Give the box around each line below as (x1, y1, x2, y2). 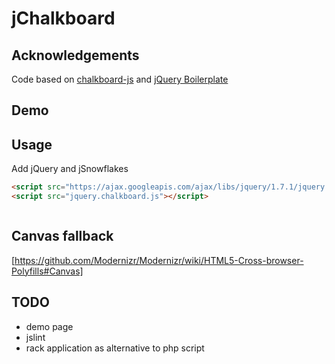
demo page (25, 320, 74, 332)
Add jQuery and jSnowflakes (11, 163, 129, 175)
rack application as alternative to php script (25, 342, 205, 354)
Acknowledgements (11, 47, 140, 64)
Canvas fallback (11, 228, 114, 245)
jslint (25, 331, 46, 343)
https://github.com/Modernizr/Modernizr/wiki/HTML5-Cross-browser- (14, 254, 304, 266)
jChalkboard (11, 7, 116, 30)
